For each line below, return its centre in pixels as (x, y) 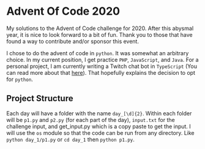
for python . (20, 79)
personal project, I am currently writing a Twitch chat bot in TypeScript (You (102, 66)
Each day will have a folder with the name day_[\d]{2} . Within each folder (99, 113)
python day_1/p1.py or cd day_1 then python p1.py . (70, 139)
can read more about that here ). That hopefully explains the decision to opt (101, 72)
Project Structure (40, 98)
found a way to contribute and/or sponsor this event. (73, 41)
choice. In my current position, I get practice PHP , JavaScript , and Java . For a (102, 59)
